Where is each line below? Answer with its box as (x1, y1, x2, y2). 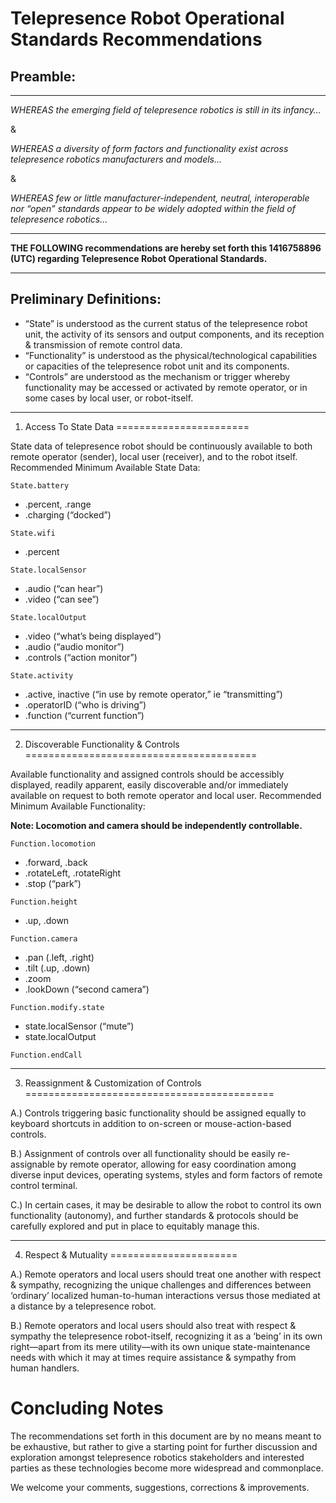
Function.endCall (10, 1050, 83, 1060)
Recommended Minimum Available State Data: (10, 461, 201, 473)
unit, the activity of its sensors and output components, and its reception (24, 328, 325, 340)
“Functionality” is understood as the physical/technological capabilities (24, 349, 318, 361)
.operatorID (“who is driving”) (24, 698, 147, 711)
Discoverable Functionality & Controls (24, 738, 180, 750)
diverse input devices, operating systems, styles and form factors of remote (10, 1168, 323, 1181)
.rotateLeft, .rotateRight (24, 867, 122, 879)
